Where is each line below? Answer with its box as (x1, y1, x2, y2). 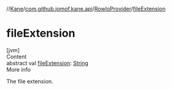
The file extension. (6, 77, 53, 85)
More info (6, 66, 31, 73)
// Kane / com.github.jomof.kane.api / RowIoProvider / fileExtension (6, 5, 166, 12)
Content (6, 53, 27, 60)
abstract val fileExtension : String (6, 59, 89, 66)
